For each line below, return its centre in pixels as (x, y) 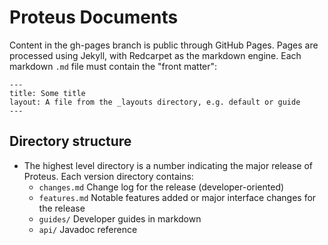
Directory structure (70, 141)
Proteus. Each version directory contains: (108, 176)
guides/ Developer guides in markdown (120, 218)
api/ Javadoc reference (88, 229)
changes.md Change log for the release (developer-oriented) (161, 187)
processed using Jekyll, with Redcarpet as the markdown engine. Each (155, 55)
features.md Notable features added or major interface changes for (177, 197)
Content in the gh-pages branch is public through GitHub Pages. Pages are (164, 45)
